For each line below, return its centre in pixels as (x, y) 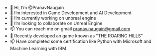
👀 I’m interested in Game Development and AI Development (71, 13)
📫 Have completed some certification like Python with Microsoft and (80, 41)
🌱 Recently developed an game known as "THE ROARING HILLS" (76, 36)
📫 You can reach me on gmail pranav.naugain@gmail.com (70, 29)
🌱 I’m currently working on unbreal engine (53, 18)
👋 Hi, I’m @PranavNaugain (37, 8)
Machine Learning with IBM (38, 48)
